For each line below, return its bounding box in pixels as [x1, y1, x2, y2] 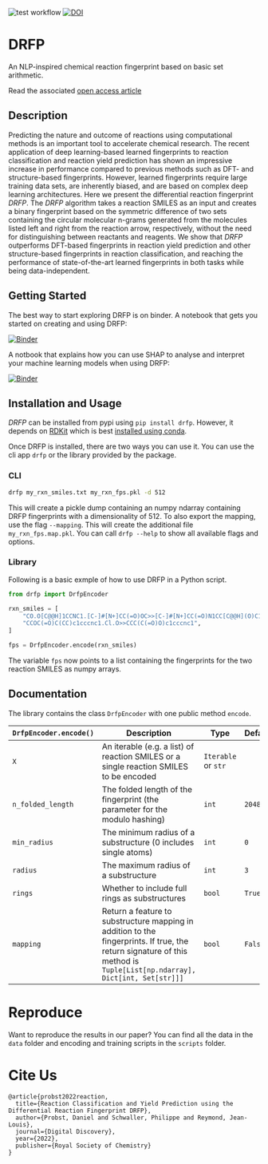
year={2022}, [15, 1134, 59, 1142]
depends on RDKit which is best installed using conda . [8, 426, 187, 436]
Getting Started [8, 289, 87, 303]
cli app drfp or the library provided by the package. [8, 450, 177, 460]
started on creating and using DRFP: [8, 319, 128, 328]
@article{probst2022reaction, [8, 1092, 109, 1101]
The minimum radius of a [101, 826, 195, 837]
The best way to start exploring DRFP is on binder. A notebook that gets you [8, 310, 258, 319]
